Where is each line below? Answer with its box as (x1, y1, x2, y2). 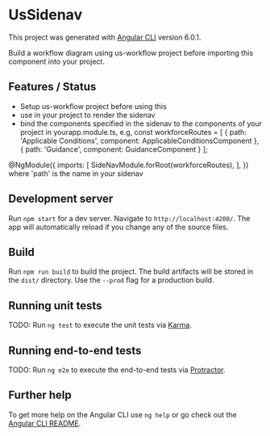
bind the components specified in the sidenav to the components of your (19, 119, 263, 128)
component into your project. (8, 57, 105, 66)
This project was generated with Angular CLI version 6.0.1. (8, 32, 201, 42)
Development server (8, 192, 114, 206)
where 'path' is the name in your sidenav (8, 168, 143, 178)
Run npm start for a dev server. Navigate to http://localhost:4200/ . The (8, 213, 251, 223)
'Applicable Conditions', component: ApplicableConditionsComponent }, (19, 136, 260, 145)
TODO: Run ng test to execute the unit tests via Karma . (8, 321, 192, 330)
